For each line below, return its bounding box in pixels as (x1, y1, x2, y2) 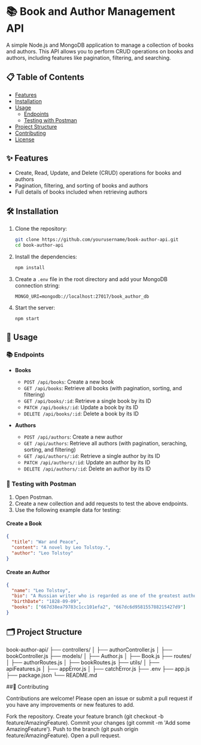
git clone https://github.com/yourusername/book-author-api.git (14, 237, 179, 243)
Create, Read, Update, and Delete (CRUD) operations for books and (14, 169, 181, 176)
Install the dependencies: (14, 253, 78, 261)
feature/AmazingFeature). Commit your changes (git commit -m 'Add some (6, 719, 191, 726)
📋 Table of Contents (6, 73, 85, 83)
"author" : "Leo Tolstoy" (11, 550, 74, 556)
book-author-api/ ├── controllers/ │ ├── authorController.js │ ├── (6, 646, 172, 653)
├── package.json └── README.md (6, 671, 98, 678)
